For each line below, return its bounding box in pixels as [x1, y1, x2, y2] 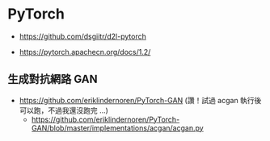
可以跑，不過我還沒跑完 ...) [19, 106, 108, 115]
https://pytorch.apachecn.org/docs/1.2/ [19, 47, 151, 56]
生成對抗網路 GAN [7, 73, 98, 86]
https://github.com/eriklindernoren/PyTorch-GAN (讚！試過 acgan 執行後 [19, 95, 262, 105]
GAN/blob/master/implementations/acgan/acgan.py [31, 122, 204, 133]
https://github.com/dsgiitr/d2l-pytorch [19, 31, 146, 41]
